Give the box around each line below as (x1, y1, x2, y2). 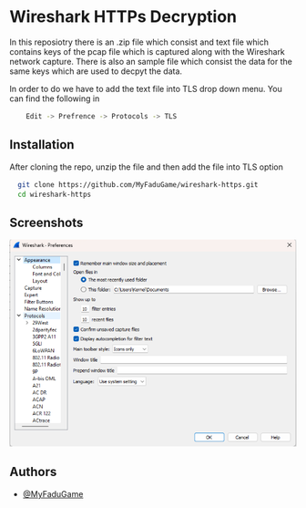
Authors (9, 464, 57, 480)
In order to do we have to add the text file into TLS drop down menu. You (9, 83, 282, 94)
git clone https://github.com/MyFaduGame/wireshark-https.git (17, 180, 259, 189)
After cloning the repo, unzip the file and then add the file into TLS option (9, 161, 284, 172)
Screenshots (9, 214, 84, 230)
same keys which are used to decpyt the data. (9, 66, 183, 77)
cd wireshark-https (17, 190, 92, 199)
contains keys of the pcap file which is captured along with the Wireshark (9, 46, 285, 57)
